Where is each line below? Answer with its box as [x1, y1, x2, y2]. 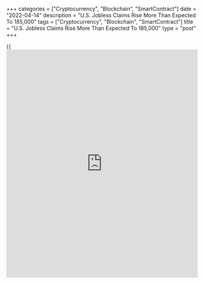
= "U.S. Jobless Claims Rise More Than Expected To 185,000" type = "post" [6, 24, 196, 32]
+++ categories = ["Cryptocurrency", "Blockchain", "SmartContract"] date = [6, 5, 197, 12]
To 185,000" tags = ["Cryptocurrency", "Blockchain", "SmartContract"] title [6, 18, 194, 25]
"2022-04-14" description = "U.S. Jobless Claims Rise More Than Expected [6, 12, 196, 19]
